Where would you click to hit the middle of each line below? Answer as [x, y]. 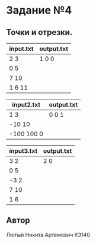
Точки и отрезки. [39, 32]
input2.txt [26, 105]
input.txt [21, 49]
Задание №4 [39, 10]
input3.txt [23, 151]
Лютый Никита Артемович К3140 [48, 235]
